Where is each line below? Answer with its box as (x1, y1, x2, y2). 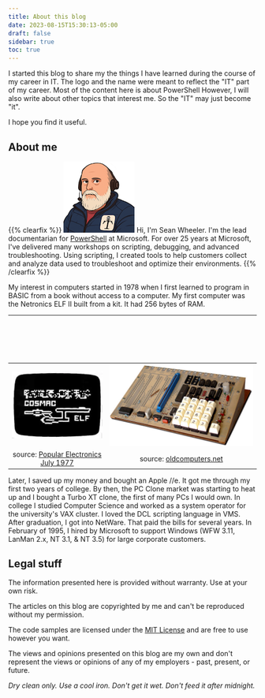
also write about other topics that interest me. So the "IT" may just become (8, 94, 252, 103)
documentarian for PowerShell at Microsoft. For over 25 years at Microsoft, (8, 233, 252, 243)
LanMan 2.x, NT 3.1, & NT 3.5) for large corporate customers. (8, 534, 207, 543)
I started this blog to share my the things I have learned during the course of (8, 69, 256, 78)
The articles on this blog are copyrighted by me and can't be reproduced (8, 602, 244, 611)
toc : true (8, 46, 41, 54)
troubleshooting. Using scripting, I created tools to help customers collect (8, 250, 247, 259)
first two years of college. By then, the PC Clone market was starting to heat (8, 483, 256, 493)
